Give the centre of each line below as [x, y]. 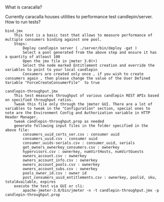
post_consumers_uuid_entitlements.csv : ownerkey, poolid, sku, [90, 177]
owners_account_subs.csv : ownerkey [60, 169]
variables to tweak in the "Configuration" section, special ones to [78, 108]
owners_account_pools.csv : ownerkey [61, 165]
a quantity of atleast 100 [33, 57]
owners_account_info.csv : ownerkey [60, 160]
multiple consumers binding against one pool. [54, 39]
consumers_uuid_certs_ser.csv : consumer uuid [71, 135]
